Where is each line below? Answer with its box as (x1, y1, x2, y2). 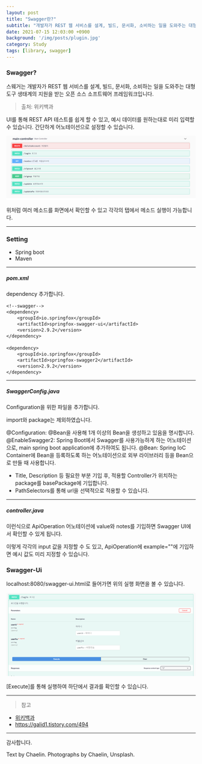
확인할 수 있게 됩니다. (12, 530, 63, 538)
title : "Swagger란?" (6, 16, 57, 22)
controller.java (6, 507, 44, 514)
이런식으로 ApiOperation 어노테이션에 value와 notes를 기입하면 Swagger (6, 523, 180, 530)
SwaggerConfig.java (6, 387, 60, 395)
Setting (6, 235, 28, 243)
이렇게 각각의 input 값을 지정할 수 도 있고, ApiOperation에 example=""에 (6, 543, 179, 550)
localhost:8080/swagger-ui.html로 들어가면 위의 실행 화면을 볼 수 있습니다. (6, 581, 185, 588)
